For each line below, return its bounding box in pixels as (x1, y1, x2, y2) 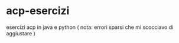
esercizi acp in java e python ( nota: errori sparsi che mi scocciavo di (6, 24, 174, 31)
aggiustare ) (6, 29, 35, 37)
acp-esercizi (6, 4, 70, 18)
